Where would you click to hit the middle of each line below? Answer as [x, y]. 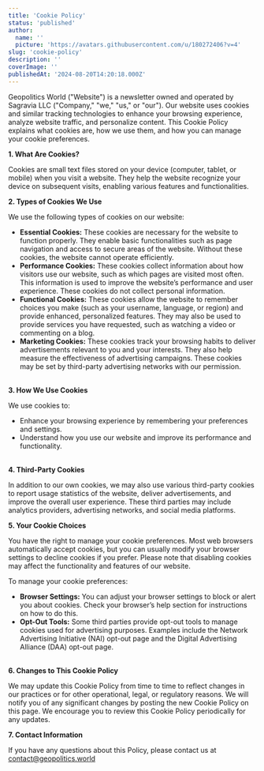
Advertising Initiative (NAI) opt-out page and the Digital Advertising [128, 638]
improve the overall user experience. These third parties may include [120, 502]
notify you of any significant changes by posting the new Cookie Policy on [129, 702]
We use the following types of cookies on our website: [97, 216]
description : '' [35, 60]
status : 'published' [42, 23]
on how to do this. [49, 613]
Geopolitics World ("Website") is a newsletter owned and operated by [121, 96]
